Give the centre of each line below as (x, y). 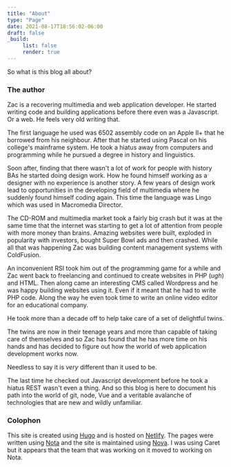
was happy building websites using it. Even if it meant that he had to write (112, 290)
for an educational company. (48, 305)
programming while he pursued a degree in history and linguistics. (101, 155)
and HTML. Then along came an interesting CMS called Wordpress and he (113, 283)
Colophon (24, 421)
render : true (41, 53)
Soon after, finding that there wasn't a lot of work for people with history (110, 168)
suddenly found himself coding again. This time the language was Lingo (109, 198)
